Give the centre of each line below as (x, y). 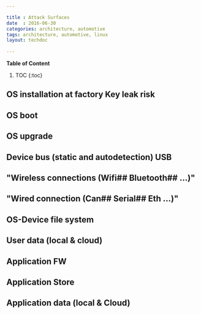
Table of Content (28, 63)
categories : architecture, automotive (56, 29)
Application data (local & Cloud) (68, 303)
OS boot (22, 115)
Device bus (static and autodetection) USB (89, 157)
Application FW (36, 261)
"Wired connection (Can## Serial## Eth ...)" (93, 199)
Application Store (40, 282)
